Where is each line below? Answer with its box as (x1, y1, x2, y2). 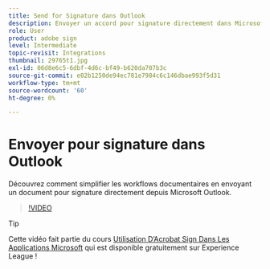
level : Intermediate (8, 42, 78, 50)
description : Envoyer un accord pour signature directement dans (8, 19, 231, 27)
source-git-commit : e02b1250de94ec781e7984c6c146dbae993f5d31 (8, 71, 221, 79)
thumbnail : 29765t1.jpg (8, 57, 88, 65)
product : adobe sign (8, 34, 78, 43)
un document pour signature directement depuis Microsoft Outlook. (8, 188, 232, 198)
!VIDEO (27, 203, 52, 213)
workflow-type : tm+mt (8, 79, 81, 87)
